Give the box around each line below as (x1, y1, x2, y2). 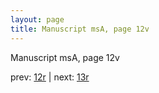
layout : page (10, 14, 65, 25)
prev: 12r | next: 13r (10, 71, 90, 83)
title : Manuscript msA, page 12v (10, 24, 150, 34)
